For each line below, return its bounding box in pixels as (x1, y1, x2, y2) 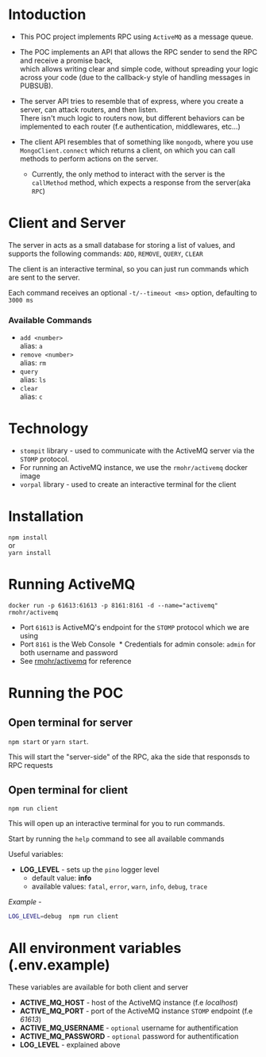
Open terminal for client (8, 784, 129, 797)
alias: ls (19, 375, 46, 384)
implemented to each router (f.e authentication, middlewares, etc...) (19, 122, 241, 131)
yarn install (8, 550, 52, 557)
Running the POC (8, 685, 124, 702)
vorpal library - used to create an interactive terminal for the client (19, 480, 237, 489)
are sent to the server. (8, 272, 81, 282)
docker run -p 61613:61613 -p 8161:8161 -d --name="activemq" (8, 601, 218, 609)
